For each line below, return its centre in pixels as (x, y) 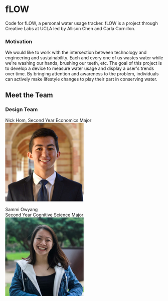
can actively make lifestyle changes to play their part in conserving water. (81, 79)
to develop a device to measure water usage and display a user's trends (80, 68)
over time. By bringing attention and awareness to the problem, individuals (82, 74)
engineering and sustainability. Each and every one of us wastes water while (84, 58)
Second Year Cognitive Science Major (44, 215)
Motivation (19, 41)
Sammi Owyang (22, 209)
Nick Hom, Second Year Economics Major (48, 120)
